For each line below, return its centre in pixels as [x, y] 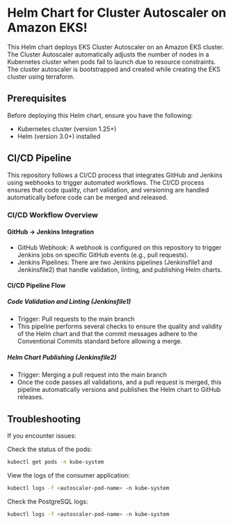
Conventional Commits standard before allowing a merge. [100, 341]
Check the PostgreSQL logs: [48, 501]
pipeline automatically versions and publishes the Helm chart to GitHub [119, 390]
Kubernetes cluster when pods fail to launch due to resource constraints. [112, 61]
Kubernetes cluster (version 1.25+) [67, 129]
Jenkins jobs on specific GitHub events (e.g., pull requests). [103, 254]
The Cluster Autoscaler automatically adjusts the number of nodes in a [108, 54]
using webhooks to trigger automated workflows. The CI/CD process [106, 182]
